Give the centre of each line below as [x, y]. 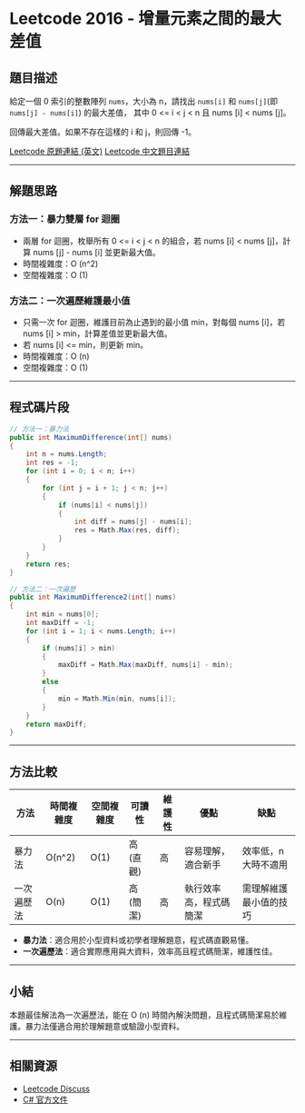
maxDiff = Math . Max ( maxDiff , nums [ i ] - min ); [145, 665]
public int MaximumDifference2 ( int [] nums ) [93, 597]
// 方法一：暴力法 [39, 429]
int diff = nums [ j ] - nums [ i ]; [133, 522]
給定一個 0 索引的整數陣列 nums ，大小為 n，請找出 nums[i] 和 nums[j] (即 [144, 101]
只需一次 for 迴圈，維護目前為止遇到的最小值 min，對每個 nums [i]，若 [154, 322]
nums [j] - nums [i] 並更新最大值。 [97, 252]
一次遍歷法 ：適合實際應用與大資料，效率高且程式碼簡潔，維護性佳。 [150, 951]
